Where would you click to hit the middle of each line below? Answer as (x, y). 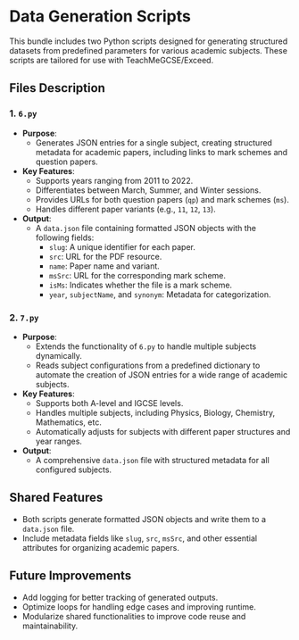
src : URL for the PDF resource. (105, 256)
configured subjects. (74, 470)
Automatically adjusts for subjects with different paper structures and (163, 431)
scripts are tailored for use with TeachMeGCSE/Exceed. (112, 60)
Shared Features (56, 498)
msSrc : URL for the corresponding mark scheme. (137, 275)
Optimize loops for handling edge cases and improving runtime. (139, 607)
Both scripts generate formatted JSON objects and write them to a (144, 519)
